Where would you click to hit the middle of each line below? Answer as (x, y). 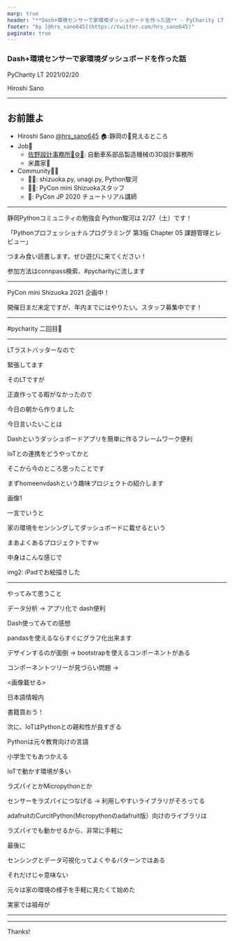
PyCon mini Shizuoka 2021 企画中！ (58, 293)
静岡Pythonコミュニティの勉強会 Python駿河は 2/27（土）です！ (100, 218)
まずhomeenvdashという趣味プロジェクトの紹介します (86, 483)
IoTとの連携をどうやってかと (48, 454)
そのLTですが (26, 380)
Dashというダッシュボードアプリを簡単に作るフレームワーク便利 (100, 439)
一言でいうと (25, 513)
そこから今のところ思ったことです (56, 468)
